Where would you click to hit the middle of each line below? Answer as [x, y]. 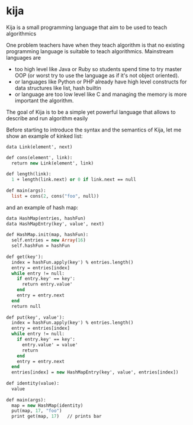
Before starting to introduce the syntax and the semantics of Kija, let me [94, 130]
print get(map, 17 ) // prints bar [57, 416]
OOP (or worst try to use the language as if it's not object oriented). [97, 75]
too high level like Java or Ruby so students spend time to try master [98, 69]
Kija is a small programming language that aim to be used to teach [87, 27]
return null [26, 306]
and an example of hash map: [42, 207]
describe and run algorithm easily [47, 118]
